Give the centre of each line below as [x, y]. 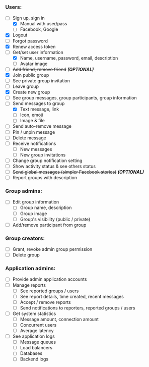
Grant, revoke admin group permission [52, 249]
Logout [20, 35]
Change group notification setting [47, 161]
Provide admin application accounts [50, 279]
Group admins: [24, 191]
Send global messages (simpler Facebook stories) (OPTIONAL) [78, 172]
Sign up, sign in [29, 18]
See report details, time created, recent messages [72, 296]
